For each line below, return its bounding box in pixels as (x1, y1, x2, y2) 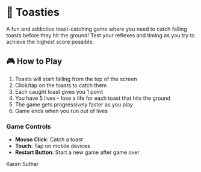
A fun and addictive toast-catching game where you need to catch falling (6, 25, 188, 32)
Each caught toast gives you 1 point (14, 88, 104, 95)
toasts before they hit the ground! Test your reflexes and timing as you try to (6, 31, 195, 38)
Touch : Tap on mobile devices (14, 143, 90, 150)
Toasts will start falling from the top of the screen (14, 75, 137, 82)
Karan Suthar (6, 161, 39, 168)
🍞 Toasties (6, 5, 60, 19)
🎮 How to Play (6, 57, 63, 67)
